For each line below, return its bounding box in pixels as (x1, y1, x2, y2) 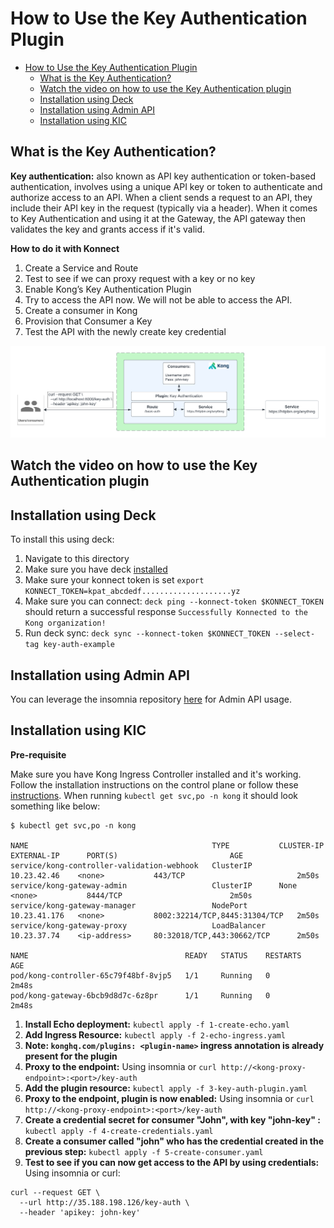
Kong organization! (24, 618, 107, 629)
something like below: (10, 800, 101, 812)
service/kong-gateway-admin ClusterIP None (10, 880, 298, 891)
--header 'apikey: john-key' (19, 1207, 141, 1217)
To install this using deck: (10, 533, 115, 546)
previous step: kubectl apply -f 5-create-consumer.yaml (24, 1145, 264, 1157)
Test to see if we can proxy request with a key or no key (24, 272, 256, 284)
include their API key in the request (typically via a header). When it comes (10, 202, 318, 214)
